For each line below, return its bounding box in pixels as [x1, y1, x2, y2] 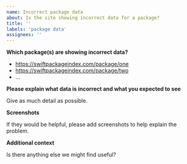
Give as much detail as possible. [6, 97, 87, 105]
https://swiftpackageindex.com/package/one [15, 61, 129, 68]
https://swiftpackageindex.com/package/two [15, 67, 129, 74]
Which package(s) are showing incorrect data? [6, 48, 128, 56]
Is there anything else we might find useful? [6, 151, 116, 158]
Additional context [6, 139, 55, 147]
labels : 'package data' [6, 26, 67, 32]
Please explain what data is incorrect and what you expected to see [6, 85, 182, 92]
